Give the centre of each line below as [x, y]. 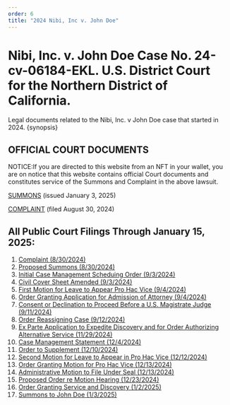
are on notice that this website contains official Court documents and [108, 175]
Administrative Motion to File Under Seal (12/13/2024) [96, 372]
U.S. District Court [156, 70]
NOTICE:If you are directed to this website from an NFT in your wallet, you [116, 167]
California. [40, 100]
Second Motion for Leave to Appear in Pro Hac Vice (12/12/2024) [113, 357]
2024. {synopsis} [33, 127]
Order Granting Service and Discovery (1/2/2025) [90, 387]
